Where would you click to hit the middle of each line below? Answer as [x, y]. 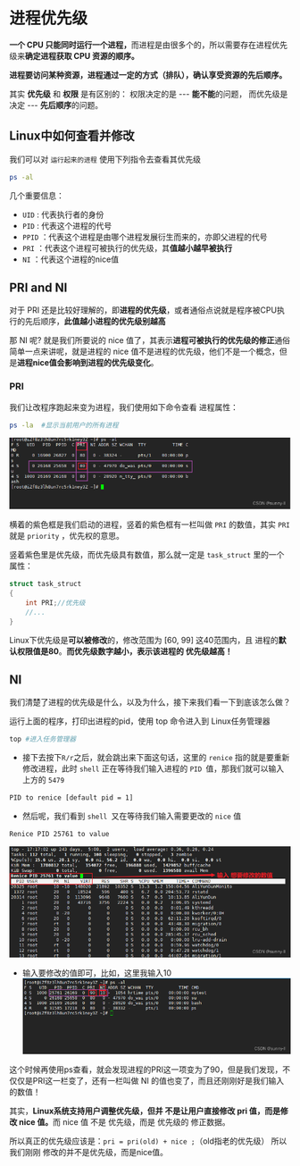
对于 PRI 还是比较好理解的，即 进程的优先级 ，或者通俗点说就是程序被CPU [143, 310]
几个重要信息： [37, 195]
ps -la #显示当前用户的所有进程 [64, 425]
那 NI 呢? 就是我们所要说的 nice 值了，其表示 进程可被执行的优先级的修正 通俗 [150, 340]
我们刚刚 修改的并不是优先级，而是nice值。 [88, 1152]
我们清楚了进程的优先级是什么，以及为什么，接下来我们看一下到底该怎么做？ [150, 702]
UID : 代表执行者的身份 [63, 214]
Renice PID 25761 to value [59, 835]
